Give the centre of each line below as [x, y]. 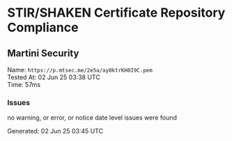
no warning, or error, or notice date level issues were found [92, 118]
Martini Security [43, 53]
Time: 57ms [24, 84]
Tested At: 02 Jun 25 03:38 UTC [54, 77]
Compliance [43, 27]
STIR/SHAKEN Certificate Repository [116, 13]
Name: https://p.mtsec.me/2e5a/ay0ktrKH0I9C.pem [80, 70]
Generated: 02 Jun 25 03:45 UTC [55, 131]
